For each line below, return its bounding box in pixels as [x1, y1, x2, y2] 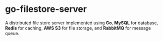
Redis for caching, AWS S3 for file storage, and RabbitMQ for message [5, 25, 151, 31]
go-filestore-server [5, 3, 87, 15]
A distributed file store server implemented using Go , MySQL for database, [5, 20, 159, 26]
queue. [5, 30, 20, 36]
